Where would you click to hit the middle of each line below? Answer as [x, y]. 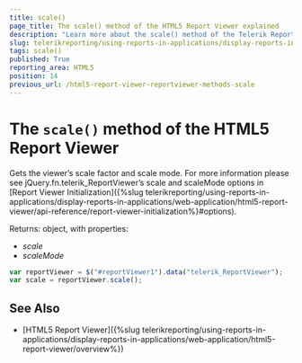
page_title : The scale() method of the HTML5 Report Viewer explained [144, 26]
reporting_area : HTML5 [52, 68]
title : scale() [38, 18]
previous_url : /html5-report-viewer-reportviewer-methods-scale [132, 84]
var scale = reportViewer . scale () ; [76, 280]
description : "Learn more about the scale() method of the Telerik [138, 34]
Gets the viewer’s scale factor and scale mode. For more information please [149, 173]
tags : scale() [36, 51]
